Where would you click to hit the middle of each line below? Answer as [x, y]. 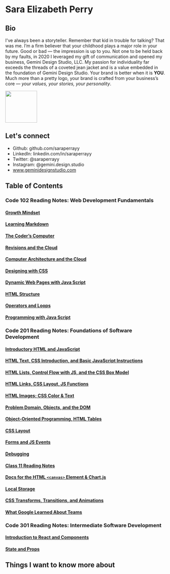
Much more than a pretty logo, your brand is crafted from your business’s [82, 78]
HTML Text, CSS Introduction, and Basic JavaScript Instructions [74, 361]
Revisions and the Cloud [31, 248]
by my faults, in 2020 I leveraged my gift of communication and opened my [84, 57]
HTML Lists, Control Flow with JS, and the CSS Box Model [67, 372]
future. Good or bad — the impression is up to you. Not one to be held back [84, 51]
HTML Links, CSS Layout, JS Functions [47, 384]
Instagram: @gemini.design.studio [48, 165]
